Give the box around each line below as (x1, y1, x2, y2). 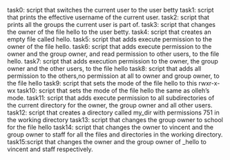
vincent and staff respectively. (7, 145, 93, 153)
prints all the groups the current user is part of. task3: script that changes (7, 21, 216, 28)
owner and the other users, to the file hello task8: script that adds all (7, 65, 202, 72)
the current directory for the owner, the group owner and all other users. (7, 101, 213, 109)
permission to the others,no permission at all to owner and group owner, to (7, 72, 220, 80)
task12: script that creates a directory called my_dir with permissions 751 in (7, 108, 220, 117)
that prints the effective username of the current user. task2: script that (7, 13, 209, 21)
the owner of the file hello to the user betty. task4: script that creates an (7, 28, 212, 36)
